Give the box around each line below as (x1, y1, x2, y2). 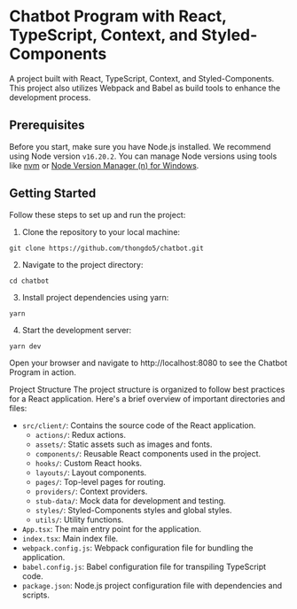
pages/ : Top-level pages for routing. (35, 476, 166, 487)
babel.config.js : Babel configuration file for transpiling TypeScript (21, 561, 267, 572)
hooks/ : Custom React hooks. (35, 457, 143, 468)
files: (9, 402, 27, 413)
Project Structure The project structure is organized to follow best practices (9, 384, 285, 394)
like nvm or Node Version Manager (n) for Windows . (9, 160, 199, 170)
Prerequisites (9, 118, 85, 133)
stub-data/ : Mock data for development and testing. (35, 495, 226, 506)
